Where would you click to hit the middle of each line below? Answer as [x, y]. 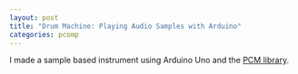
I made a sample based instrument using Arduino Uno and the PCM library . [149, 60]
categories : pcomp [44, 34]
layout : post [34, 18]
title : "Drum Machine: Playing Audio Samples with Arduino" [126, 26]
